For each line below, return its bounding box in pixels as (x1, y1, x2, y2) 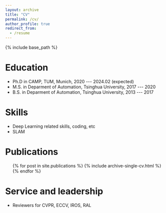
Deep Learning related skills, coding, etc (12, 123, 96, 129)
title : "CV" (5, 12, 30, 17)
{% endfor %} (12, 168, 41, 174)
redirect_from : (5, 26, 37, 31)
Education (5, 62, 48, 73)
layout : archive (5, 7, 39, 13)
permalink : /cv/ (5, 17, 39, 22)
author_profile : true (5, 21, 50, 27)
